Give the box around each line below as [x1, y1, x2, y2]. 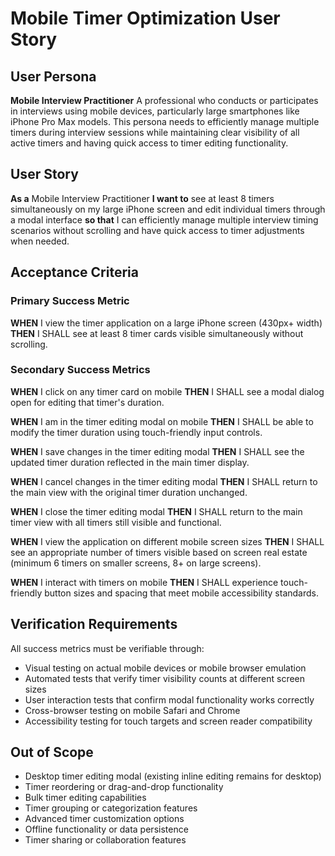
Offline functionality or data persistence [24, 823, 189, 836]
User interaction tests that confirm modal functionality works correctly [24, 693, 315, 706]
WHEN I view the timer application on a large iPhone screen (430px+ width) [10, 317, 323, 329]
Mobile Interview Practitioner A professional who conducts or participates [10, 95, 319, 106]
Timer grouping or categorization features [24, 802, 198, 814]
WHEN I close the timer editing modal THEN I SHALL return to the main [10, 505, 303, 517]
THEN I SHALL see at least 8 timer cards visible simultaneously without [10, 327, 304, 339]
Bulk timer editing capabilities [24, 792, 147, 804]
